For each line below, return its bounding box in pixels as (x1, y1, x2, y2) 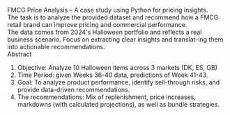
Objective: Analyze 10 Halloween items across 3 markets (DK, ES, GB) (17, 64, 218, 71)
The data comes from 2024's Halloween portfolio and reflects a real (7, 28, 202, 36)
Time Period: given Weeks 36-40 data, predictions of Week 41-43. (17, 71, 208, 79)
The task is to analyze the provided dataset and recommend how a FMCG (7, 13, 219, 21)
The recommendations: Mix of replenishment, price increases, (17, 93, 197, 101)
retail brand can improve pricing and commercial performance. (7, 21, 187, 28)
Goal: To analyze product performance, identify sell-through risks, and (17, 78, 220, 86)
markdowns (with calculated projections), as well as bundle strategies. (17, 100, 220, 108)
